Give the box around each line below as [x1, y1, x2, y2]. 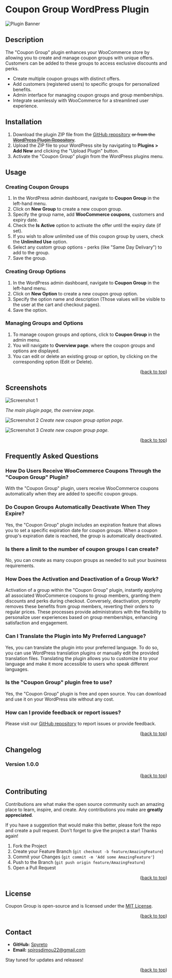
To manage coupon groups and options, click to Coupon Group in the [12, 331, 160, 337]
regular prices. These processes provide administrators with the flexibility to [5, 609, 167, 615]
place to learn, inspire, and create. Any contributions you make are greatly [5, 806, 163, 813]
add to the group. [12, 250, 50, 256]
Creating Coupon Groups [5, 183, 69, 191]
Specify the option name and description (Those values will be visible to [12, 296, 165, 302]
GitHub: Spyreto [12, 942, 48, 948]
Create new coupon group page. [40, 427, 109, 433]
